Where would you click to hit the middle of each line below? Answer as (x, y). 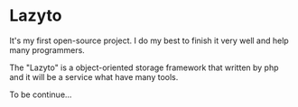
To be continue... (41, 94)
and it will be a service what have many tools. (94, 76)
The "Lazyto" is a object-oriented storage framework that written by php (144, 67)
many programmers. (47, 49)
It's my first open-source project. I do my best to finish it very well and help (149, 40)
